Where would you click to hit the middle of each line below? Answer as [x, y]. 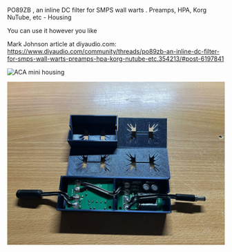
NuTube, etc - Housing [39, 17]
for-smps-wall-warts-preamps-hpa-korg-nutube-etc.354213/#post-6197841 [116, 59]
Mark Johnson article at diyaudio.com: [62, 44]
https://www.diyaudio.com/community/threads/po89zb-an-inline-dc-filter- [113, 51]
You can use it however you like [52, 31]
